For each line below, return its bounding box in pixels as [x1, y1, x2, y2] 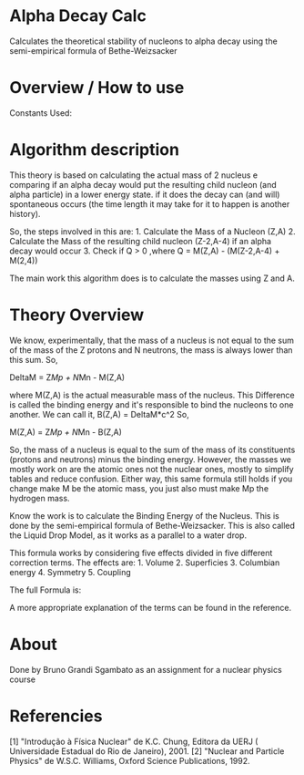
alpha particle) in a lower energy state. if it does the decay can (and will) [9, 189, 280, 200]
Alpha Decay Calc [9, 5, 147, 26]
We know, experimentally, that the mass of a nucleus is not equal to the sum [9, 335, 294, 346]
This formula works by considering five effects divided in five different [9, 547, 273, 558]
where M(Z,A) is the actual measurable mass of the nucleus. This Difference [9, 389, 295, 400]
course [9, 674, 36, 685]
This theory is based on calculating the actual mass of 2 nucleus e [9, 170, 258, 181]
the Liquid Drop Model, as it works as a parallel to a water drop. [9, 530, 248, 541]
